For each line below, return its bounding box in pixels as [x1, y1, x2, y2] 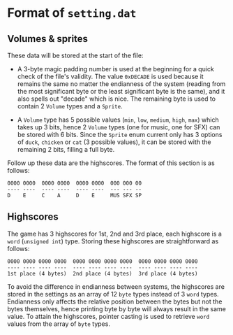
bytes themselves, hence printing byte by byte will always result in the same [7, 304, 227, 313]
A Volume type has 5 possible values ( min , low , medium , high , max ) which [17, 115, 219, 124]
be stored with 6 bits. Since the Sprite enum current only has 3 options [17, 131, 223, 138]
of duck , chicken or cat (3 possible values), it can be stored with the [17, 138, 211, 146]
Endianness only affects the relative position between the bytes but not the [7, 297, 223, 306]
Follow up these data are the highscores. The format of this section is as [7, 159, 215, 167]
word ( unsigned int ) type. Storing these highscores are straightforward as [7, 236, 219, 245]
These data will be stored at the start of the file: [7, 51, 144, 59]
